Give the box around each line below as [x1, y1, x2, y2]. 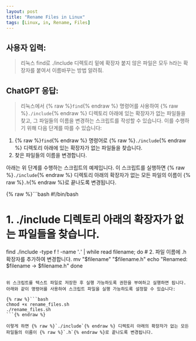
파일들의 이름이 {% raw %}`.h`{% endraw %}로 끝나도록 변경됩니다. [6, 329, 154, 335]
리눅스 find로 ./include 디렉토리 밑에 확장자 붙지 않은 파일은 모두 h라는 [20, 59, 183, 66]
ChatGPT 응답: [6, 86, 59, 96]
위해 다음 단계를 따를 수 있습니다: [26, 125, 102, 131]
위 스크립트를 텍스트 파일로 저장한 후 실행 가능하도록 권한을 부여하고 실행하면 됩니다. [6, 280, 187, 286]
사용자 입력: [6, 42, 46, 53]
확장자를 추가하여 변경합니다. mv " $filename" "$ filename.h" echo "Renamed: [6, 255, 188, 262]
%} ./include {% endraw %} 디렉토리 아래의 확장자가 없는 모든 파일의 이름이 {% [6, 172, 191, 178]
